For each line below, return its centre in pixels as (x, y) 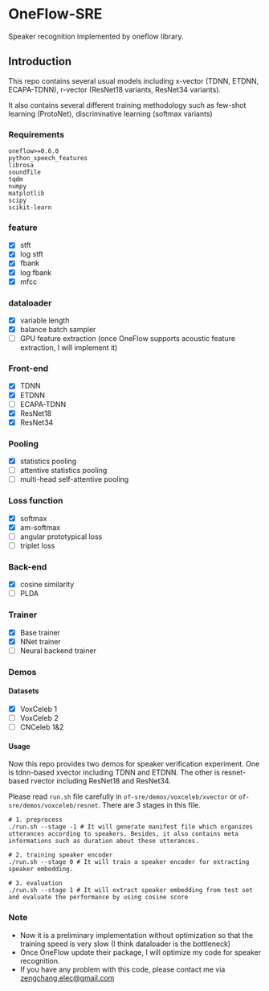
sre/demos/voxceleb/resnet (53, 806)
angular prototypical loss (61, 537)
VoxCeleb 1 (39, 709)
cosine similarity (47, 585)
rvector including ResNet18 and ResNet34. (101, 781)
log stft (32, 254)
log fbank (36, 272)
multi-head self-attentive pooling (74, 479)
